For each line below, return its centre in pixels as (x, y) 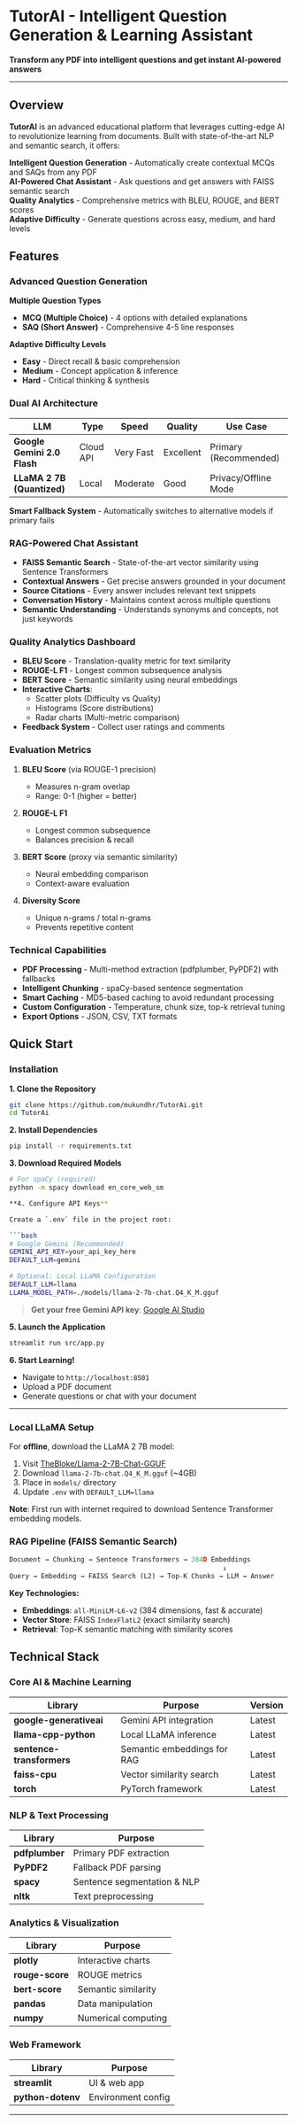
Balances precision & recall (84, 840)
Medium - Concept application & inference (100, 371)
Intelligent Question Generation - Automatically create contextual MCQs (142, 162)
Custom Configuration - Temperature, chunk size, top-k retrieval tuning (153, 1006)
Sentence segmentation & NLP (137, 1881)
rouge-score (41, 1975)
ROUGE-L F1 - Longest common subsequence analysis (122, 671)
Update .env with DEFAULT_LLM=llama (88, 1492)
